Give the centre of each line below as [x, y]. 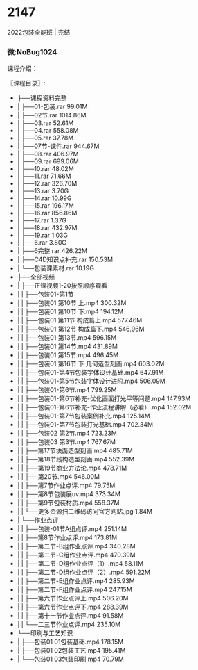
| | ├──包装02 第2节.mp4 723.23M [67, 433]
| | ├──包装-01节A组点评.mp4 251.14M [72, 529]
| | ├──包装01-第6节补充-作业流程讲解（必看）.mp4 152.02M [104, 407]
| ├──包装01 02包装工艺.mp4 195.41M [71, 651]
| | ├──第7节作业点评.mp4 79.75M [66, 485]
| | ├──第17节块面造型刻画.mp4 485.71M [75, 451]
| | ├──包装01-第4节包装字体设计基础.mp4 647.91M [90, 373]
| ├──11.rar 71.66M [44, 176]
